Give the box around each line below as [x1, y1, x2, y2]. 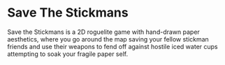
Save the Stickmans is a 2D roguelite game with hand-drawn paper [7, 28, 201, 36]
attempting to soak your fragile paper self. [7, 50, 128, 58]
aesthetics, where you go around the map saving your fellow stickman [7, 35, 210, 43]
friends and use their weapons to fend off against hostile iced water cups [7, 42, 218, 50]
